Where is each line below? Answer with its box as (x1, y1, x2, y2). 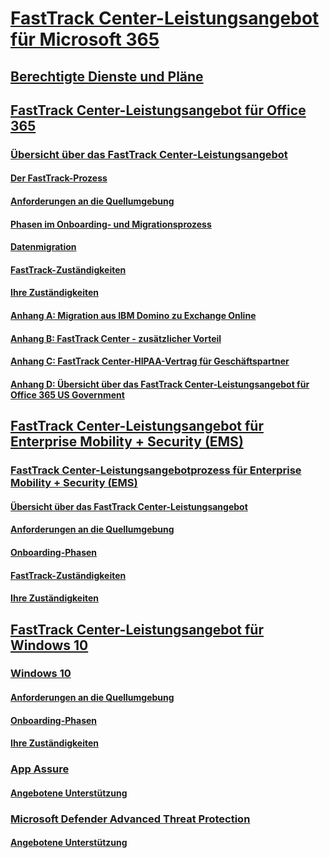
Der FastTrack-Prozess (10, 172, 108, 184)
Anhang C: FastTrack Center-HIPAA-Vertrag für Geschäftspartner (10, 355, 290, 367)
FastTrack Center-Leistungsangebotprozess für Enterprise (10, 463, 302, 477)
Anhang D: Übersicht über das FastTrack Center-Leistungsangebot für (10, 378, 310, 390)
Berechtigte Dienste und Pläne (10, 68, 204, 85)
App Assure (10, 762, 70, 776)
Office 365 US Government (10, 388, 125, 401)
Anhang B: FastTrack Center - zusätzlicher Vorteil (10, 332, 222, 344)
